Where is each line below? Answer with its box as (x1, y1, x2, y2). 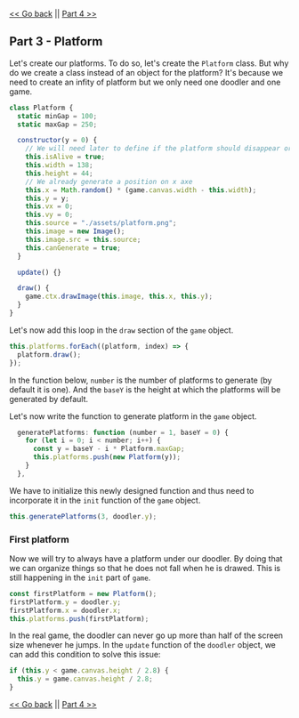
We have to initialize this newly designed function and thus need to (9, 485, 255, 496)
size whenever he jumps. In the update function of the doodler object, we (9, 640, 276, 650)
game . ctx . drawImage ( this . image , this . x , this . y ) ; (25, 292, 214, 302)
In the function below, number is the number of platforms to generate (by (9, 375, 272, 385)
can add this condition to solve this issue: (9, 649, 161, 660)
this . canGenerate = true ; (25, 243, 122, 253)
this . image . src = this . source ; (25, 235, 141, 244)
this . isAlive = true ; (25, 152, 105, 162)
